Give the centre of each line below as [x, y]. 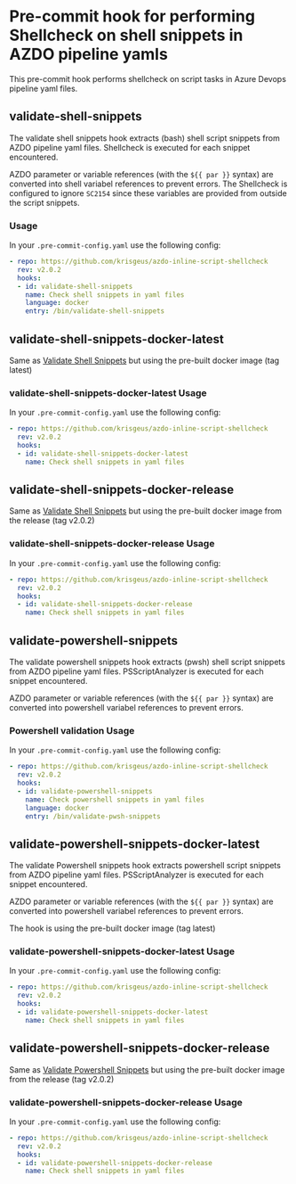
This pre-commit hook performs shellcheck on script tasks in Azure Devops [148, 78]
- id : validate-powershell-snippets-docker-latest [113, 1012]
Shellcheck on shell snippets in [126, 35]
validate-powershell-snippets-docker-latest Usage [122, 951]
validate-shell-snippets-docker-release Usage [112, 544]
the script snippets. [44, 202]
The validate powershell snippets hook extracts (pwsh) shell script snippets [148, 662]
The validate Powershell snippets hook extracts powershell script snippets [145, 866]
